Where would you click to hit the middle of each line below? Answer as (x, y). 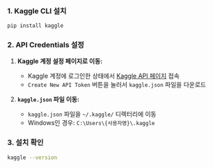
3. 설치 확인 (25, 142)
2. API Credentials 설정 (46, 45)
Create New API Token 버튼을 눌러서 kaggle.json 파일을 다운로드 (117, 85)
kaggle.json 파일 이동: (48, 99)
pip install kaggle (35, 26)
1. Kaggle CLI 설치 (37, 10)
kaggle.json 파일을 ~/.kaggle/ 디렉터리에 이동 (92, 114)
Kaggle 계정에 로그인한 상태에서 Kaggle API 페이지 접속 (103, 76)
